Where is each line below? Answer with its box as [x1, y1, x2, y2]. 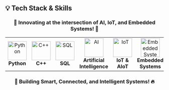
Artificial [83, 56, 105, 63]
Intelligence [79, 63, 109, 70]
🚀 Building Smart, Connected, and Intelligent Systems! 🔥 [14, 78, 155, 85]
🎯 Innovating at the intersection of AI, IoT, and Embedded [13, 19, 156, 26]
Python [8, 60, 26, 67]
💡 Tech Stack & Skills [5, 4, 72, 13]
